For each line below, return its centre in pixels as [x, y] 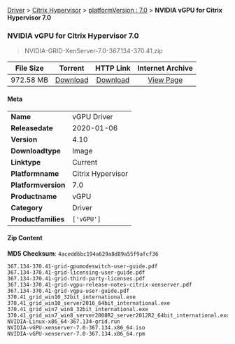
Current [85, 162]
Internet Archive [165, 68]
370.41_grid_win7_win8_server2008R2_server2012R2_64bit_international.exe [119, 315]
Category [27, 207]
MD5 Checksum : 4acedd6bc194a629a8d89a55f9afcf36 [83, 253]
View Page [165, 80]
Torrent [72, 68]
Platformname [35, 173]
